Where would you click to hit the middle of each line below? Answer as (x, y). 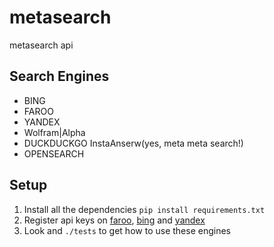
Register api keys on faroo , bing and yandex (114, 220)
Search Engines (59, 76)
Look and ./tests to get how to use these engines (127, 230)
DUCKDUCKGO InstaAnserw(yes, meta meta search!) (133, 143)
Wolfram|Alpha (54, 132)
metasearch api (41, 45)
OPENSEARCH (54, 153)
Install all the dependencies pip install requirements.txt (144, 209)
